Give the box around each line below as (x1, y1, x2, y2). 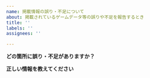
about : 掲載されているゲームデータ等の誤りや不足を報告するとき (6, 14, 145, 20)
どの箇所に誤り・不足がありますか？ (6, 53, 95, 60)
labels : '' (6, 25, 33, 31)
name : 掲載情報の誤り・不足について (6, 8, 85, 15)
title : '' (6, 19, 31, 25)
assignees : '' (6, 31, 42, 37)
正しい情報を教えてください (6, 66, 74, 73)
